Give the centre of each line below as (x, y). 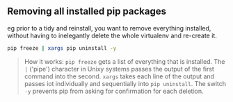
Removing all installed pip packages (87, 11)
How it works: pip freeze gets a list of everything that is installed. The (124, 61)
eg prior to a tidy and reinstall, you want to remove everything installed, (109, 28)
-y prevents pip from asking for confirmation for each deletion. (114, 91)
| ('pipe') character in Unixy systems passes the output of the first (119, 69)
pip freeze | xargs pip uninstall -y (62, 48)
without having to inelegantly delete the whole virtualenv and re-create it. (112, 35)
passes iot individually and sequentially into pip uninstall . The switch (125, 83)
